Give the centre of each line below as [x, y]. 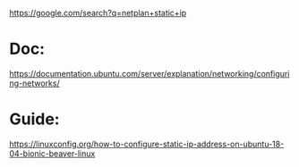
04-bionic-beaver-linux [52, 153]
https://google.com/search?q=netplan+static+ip [98, 13]
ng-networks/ [34, 83]
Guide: [34, 119]
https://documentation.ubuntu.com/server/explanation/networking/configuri [149, 73]
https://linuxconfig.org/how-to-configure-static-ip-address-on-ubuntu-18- [147, 144]
